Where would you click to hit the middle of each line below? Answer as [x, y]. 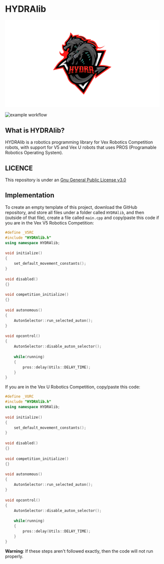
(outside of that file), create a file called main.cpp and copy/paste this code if [82, 218]
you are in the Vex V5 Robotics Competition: [49, 223]
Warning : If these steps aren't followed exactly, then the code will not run [79, 551]
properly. [14, 556]
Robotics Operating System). [34, 153]
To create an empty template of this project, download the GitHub [71, 207]
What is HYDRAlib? [35, 130]
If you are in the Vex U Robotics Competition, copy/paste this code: [73, 387]
